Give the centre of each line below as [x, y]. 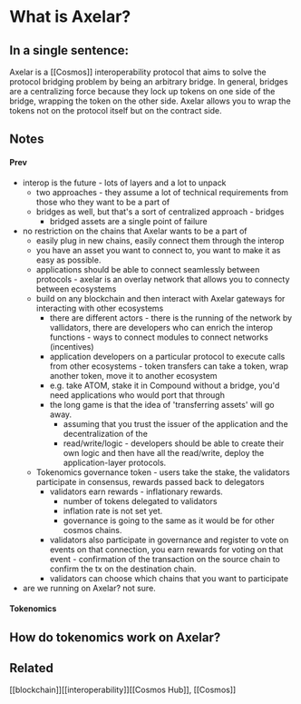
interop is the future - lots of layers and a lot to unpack [124, 183]
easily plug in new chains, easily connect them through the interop [160, 240]
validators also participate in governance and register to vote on [169, 540]
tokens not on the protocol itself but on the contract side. [116, 110]
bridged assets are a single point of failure [128, 221]
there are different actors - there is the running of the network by [171, 317]
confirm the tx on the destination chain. [123, 569]
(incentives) [72, 346]
